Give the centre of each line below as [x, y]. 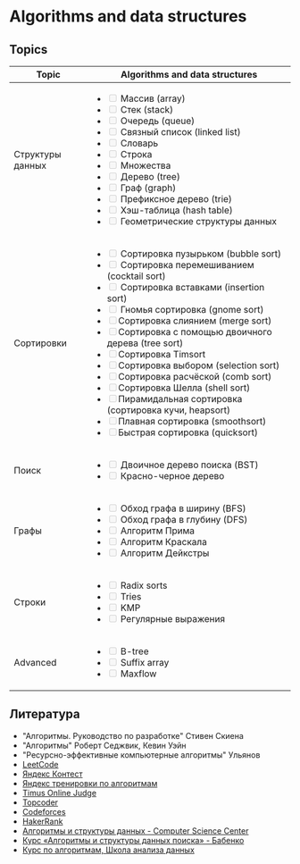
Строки [30, 602]
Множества [146, 165]
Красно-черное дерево [172, 476]
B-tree [134, 651]
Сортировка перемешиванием [187, 265]
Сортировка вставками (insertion [192, 287]
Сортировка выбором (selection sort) [199, 365]
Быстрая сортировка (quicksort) [188, 432]
